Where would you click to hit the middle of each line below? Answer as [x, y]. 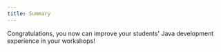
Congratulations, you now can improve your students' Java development [110, 33]
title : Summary [29, 14]
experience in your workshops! [51, 41]
